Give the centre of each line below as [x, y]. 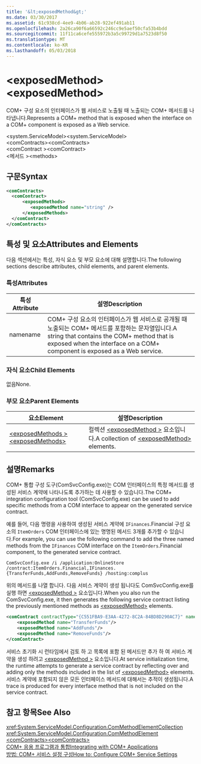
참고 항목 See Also [39, 712]
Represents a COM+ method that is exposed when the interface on [109, 118]
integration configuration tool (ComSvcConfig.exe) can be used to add [93, 499]
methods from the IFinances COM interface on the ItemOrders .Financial [94, 546]
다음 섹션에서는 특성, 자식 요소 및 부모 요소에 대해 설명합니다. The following [94, 260]
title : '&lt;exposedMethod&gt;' [46, 12]
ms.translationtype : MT [36, 39]
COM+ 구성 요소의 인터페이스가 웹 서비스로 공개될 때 [117, 319]
